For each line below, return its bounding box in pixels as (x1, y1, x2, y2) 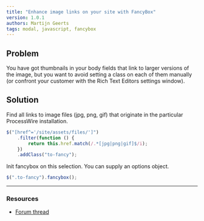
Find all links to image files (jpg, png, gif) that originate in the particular (6, 110, 183, 118)
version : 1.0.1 (6, 15, 45, 21)
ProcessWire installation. (6, 117, 69, 124)
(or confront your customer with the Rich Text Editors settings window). (6, 77, 185, 85)
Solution (6, 95, 39, 105)
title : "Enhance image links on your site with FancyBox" (6, 8, 156, 15)
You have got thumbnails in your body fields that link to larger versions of (6, 64, 189, 72)
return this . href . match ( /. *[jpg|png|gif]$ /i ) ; (28, 140, 148, 146)
